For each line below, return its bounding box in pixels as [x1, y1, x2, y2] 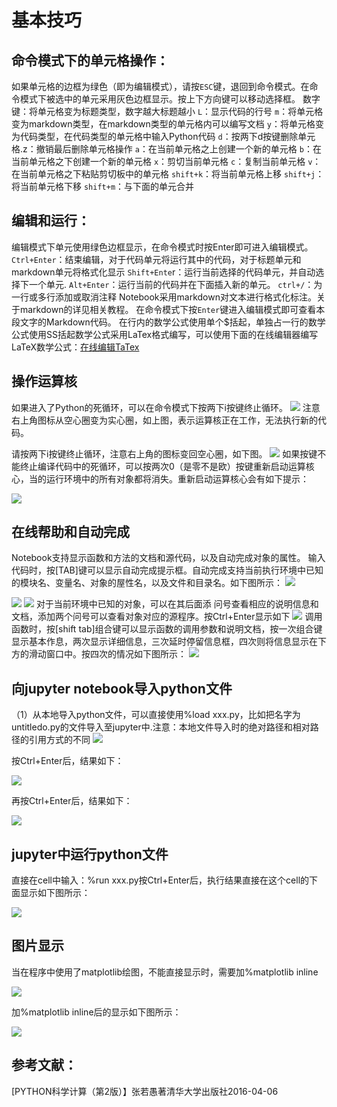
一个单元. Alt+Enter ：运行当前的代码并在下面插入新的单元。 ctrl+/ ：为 [28, 278, 323, 290]
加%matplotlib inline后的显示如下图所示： [11, 1006, 182, 1018]
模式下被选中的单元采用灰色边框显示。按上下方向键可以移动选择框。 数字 [19, 93, 321, 105]
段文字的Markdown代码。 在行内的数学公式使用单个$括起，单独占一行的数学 [11, 316, 326, 328]
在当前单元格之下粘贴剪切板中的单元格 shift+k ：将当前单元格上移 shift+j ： [11, 168, 325, 180]
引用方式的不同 [28, 734, 91, 746]
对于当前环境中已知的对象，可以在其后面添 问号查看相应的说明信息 [35, 598, 311, 610]
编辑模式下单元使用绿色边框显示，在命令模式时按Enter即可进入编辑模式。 [11, 241, 314, 253]
